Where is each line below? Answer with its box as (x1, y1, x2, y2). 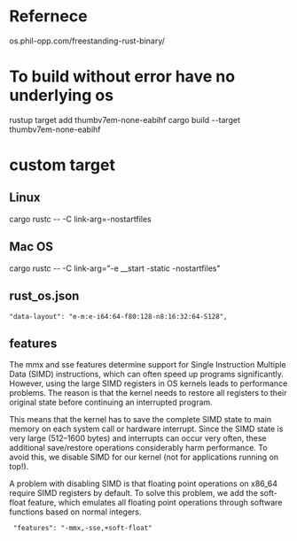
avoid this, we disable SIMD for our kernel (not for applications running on (9, 452, 279, 462)
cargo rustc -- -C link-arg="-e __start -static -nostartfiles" (9, 263, 221, 274)
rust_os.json (9, 289, 80, 304)
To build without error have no (9, 66, 236, 87)
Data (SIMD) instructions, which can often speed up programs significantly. (9, 369, 284, 380)
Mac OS (9, 239, 54, 254)
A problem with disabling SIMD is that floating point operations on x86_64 (9, 478, 277, 489)
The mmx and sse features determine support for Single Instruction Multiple (9, 359, 286, 370)
